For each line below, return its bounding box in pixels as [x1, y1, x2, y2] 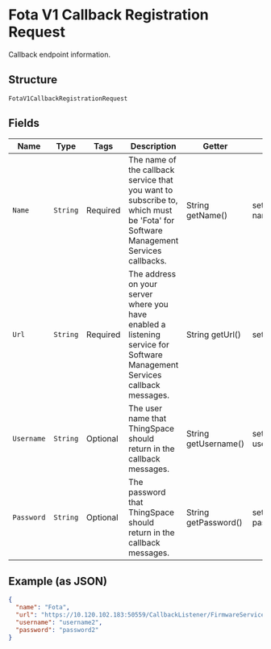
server [128, 289, 153, 300]
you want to [128, 184, 173, 196]
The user [128, 402, 163, 414]
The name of [128, 154, 177, 165]
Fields [8, 116, 40, 130]
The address [128, 268, 176, 280]
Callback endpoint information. [8, 49, 111, 59]
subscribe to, [128, 194, 178, 205]
